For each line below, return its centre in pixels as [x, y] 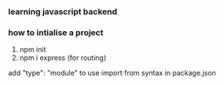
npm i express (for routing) [63, 58]
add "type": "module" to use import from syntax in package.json [112, 73]
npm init [33, 50]
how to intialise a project [56, 32]
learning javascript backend [63, 12]
